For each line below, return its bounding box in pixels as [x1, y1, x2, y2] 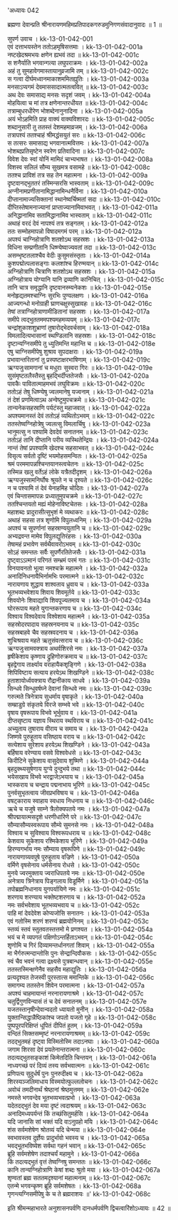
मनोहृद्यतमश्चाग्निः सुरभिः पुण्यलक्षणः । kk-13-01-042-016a [7, 292, 149, 299]
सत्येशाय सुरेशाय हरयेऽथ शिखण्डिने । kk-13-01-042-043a [7, 741, 150, 749]
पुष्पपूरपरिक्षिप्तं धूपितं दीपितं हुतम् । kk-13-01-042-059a [7, 1021, 143, 1030]
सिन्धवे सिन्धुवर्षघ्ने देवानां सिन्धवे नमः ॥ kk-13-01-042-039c [7, 685, 152, 692]
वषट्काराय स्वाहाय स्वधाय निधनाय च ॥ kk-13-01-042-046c [7, 796, 155, 805]
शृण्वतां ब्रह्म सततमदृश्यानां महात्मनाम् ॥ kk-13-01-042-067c [7, 1174, 151, 1182]
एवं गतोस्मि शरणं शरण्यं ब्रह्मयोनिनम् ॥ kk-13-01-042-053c [7, 917, 150, 926]
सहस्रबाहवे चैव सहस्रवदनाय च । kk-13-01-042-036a [7, 628, 139, 637]
